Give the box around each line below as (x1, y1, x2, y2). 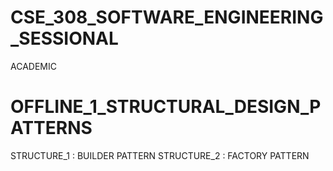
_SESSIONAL (10, 27, 119, 50)
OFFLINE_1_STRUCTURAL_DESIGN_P (10, 96, 322, 118)
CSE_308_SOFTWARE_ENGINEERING (10, 6, 324, 29)
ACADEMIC (10, 60, 57, 72)
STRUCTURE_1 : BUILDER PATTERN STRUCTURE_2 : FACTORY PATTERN (10, 149, 310, 161)
